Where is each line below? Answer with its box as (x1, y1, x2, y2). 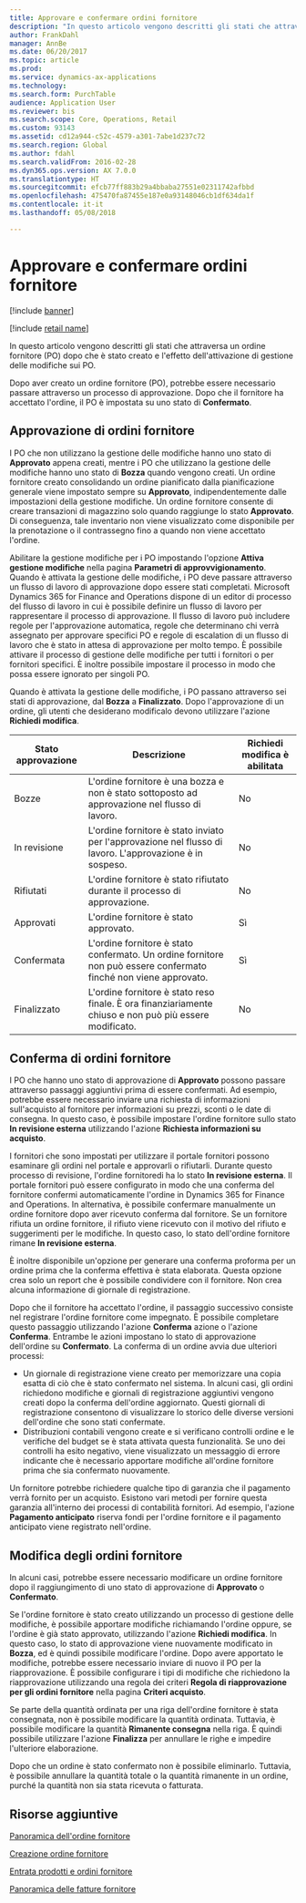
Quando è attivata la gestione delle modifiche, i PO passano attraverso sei (9, 685, 287, 697)
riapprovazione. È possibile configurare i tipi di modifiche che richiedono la (9, 1667, 291, 1678)
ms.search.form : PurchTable (9, 89, 117, 98)
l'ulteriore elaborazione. (9, 1743, 98, 1754)
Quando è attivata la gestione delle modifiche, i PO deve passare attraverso (9, 571, 293, 582)
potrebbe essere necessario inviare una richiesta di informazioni (9, 1095, 250, 1106)
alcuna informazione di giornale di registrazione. (9, 1284, 191, 1295)
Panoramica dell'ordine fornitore (9, 1830, 130, 1841)
